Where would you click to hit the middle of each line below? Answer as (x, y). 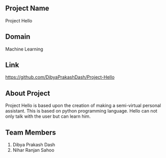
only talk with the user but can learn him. (48, 116)
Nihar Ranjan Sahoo (33, 150)
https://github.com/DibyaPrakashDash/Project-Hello (60, 77)
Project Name (27, 8)
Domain (18, 37)
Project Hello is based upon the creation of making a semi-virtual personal (83, 106)
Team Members (31, 132)
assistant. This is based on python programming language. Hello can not (81, 111)
